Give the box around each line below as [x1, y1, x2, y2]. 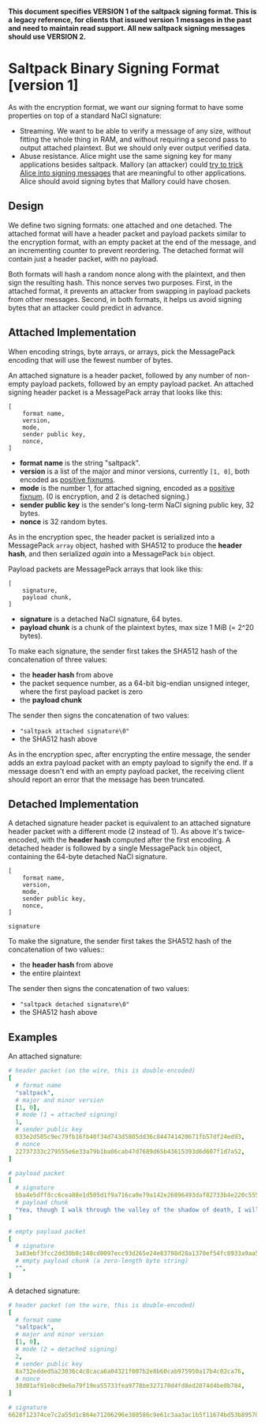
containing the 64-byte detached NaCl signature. [8, 852, 168, 861]
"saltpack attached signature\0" [19, 727, 130, 735]
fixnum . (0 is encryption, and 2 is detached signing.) [19, 492, 190, 501]
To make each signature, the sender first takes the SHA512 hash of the [8, 646, 238, 655]
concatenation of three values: [8, 654, 108, 664]
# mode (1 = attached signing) [15, 1110, 118, 1119]
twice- [224, 827, 246, 836]
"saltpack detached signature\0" [19, 1001, 130, 1008]
